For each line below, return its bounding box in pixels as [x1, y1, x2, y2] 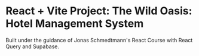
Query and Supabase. [5, 43, 60, 50]
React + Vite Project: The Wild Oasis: [5, 4, 192, 18]
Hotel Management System [5, 17, 144, 30]
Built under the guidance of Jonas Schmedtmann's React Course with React [5, 36, 193, 43]
